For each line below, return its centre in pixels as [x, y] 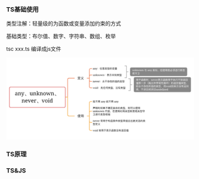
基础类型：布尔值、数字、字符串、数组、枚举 [61, 36]
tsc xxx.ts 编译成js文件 [34, 49]
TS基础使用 [22, 9]
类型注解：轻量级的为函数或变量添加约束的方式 [63, 24]
